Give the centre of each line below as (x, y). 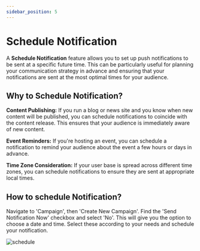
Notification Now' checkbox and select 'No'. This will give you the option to (99, 218)
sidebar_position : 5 (32, 12)
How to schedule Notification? (64, 197)
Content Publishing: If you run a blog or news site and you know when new (100, 110)
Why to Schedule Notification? (64, 96)
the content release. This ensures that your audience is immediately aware (98, 123)
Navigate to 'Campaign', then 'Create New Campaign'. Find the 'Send (91, 211)
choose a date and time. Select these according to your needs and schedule (100, 224)
